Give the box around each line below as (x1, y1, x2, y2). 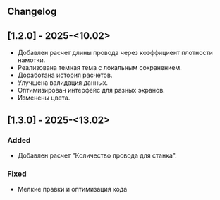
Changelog (7, 6, 57, 18)
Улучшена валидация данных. (17, 78, 108, 87)
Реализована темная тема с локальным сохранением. (17, 64, 182, 72)
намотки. (17, 56, 46, 64)
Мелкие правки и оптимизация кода (17, 185, 128, 194)
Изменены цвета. (17, 93, 71, 102)
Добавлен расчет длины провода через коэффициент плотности (17, 49, 214, 57)
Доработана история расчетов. (17, 71, 113, 80)
